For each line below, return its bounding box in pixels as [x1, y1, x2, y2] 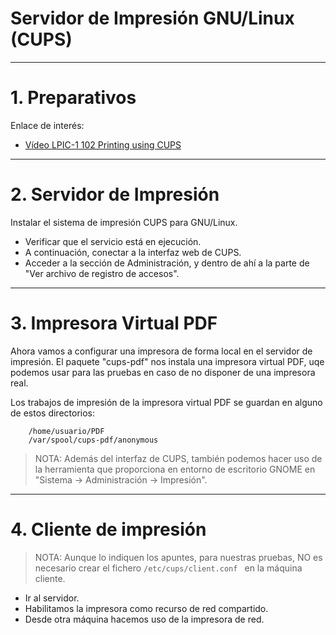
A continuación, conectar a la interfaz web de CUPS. [24, 246, 242, 258]
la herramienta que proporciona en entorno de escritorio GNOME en [34, 463, 316, 475]
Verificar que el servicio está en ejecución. [24, 235, 202, 247]
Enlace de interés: [10, 119, 85, 131]
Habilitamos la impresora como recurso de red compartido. [24, 602, 269, 614]
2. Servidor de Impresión [10, 183, 220, 206]
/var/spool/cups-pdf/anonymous [28, 435, 159, 445]
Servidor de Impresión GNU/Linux [10, 7, 295, 30]
